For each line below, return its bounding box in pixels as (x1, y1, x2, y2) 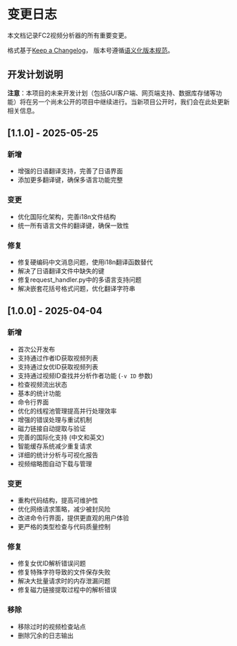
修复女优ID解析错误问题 (17, 559, 86, 568)
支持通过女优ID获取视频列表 (17, 362, 99, 371)
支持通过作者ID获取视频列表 (17, 354, 99, 362)
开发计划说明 (7, 68, 63, 81)
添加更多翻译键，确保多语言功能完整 (17, 175, 123, 184)
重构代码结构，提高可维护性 (17, 496, 99, 504)
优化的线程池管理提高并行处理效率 (17, 406, 117, 415)
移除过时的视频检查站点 (17, 622, 86, 631)
